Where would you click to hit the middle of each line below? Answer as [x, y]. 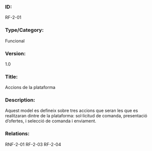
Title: [11, 77]
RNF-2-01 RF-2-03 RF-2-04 [33, 144]
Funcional [15, 41]
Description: [20, 100]
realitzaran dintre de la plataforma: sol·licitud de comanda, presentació [76, 116]
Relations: [17, 134]
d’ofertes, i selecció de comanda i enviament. [51, 121]
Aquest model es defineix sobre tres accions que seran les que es [72, 110]
